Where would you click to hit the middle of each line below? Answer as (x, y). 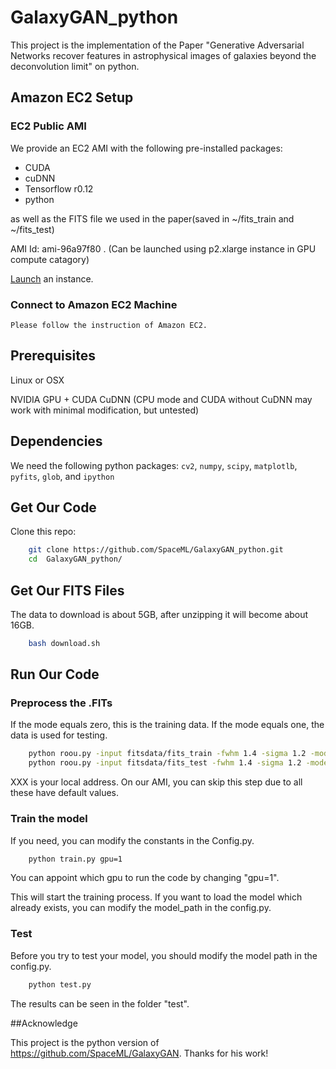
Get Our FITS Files (67, 590)
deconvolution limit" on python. (75, 66)
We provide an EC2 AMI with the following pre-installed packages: (146, 148)
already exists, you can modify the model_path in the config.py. (141, 908)
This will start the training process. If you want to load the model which (156, 897)
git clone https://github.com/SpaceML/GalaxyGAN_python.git (156, 550)
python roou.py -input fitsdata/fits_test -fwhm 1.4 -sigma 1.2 (165, 763)
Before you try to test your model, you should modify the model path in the (164, 955)
